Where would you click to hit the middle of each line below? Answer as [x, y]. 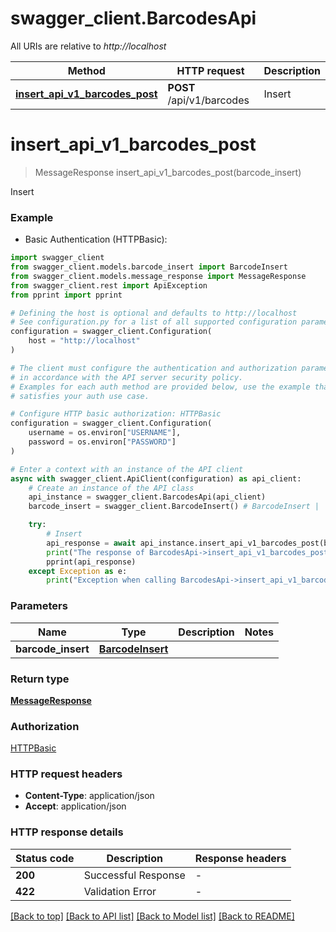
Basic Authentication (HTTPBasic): [96, 239]
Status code [45, 858]
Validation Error [120, 891]
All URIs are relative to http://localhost [88, 46]
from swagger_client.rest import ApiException [109, 285]
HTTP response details [67, 832]
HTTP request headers [66, 774]
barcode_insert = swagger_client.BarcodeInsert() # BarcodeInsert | [174, 507]
